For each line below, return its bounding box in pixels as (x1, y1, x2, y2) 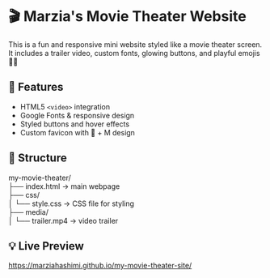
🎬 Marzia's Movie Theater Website (8, 7, 247, 26)
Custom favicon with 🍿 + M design (19, 127, 136, 137)
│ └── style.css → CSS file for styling (8, 199, 135, 208)
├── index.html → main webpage (8, 181, 120, 191)
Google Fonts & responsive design (19, 110, 135, 120)
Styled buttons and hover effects (19, 119, 130, 129)
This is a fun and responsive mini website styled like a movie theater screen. (8, 39, 263, 49)
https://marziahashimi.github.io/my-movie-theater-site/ (8, 261, 192, 271)
